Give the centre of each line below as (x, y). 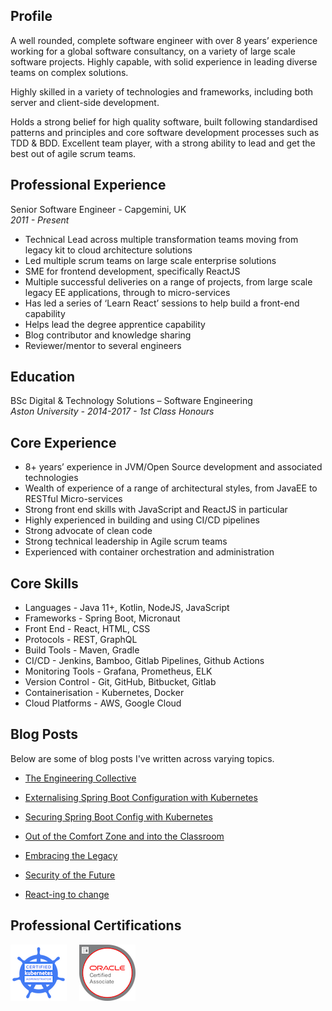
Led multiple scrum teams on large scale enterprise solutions (150, 260)
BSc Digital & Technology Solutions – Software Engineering (131, 401)
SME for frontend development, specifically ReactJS (132, 271)
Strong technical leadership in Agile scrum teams (126, 541)
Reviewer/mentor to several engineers (103, 345)
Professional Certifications (96, 925)
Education (43, 377)
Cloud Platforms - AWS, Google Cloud (103, 703)
